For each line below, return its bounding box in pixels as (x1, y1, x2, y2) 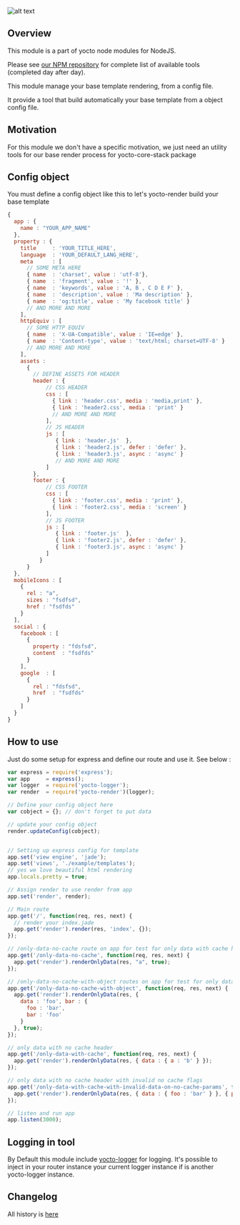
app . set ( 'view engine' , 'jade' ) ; (7, 854, 107, 861)
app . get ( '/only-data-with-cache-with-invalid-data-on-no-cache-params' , (7, 1083, 229, 1091)
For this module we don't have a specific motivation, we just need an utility (7, 143, 227, 151)
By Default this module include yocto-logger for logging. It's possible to (7, 1155, 218, 1164)
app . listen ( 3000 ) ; (7, 1116, 62, 1124)
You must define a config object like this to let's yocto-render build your (7, 190, 219, 199)
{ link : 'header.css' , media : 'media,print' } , (52, 397, 203, 404)
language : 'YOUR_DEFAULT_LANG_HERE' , (20, 251, 139, 259)
